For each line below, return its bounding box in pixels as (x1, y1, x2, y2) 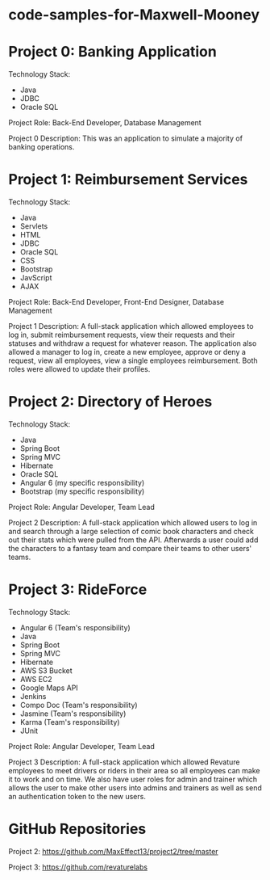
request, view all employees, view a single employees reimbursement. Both (8, 356, 258, 365)
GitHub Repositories (8, 820, 147, 838)
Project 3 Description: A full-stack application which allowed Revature (8, 757, 240, 767)
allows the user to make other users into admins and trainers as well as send (8, 782, 262, 793)
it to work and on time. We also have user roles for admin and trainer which (8, 774, 258, 784)
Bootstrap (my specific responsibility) (19, 486, 145, 496)
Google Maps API (19, 683, 78, 693)
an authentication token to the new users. (8, 791, 147, 801)
